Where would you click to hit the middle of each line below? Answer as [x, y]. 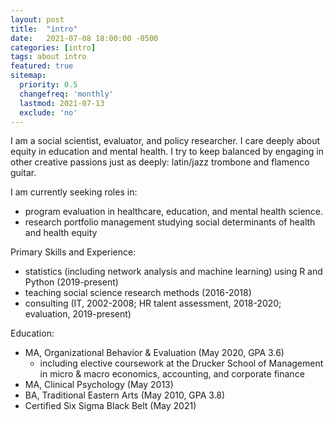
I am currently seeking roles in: [74, 192]
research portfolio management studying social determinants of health [170, 222]
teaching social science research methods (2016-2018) [138, 293]
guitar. [23, 173]
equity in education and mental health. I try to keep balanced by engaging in [167, 152]
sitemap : [28, 76]
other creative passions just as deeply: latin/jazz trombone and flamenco [160, 162]
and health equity [61, 233]
